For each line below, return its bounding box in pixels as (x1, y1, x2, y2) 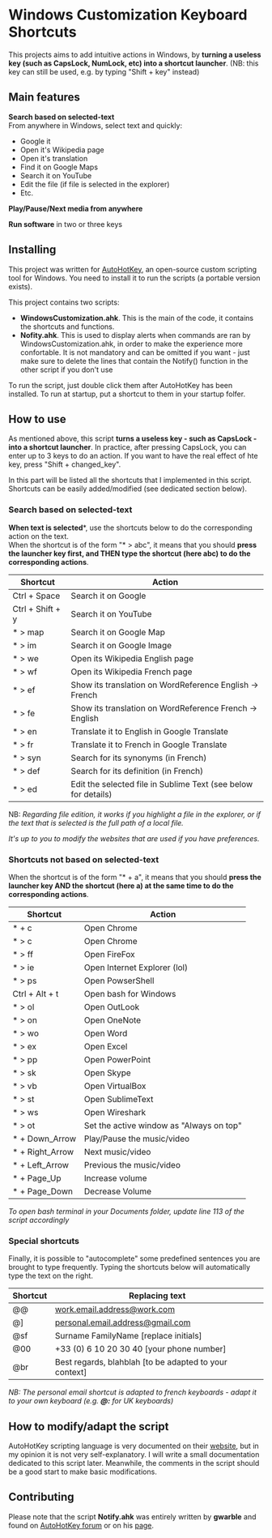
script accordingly (8, 1215, 70, 1224)
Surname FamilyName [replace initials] (55, 1331, 202, 1342)
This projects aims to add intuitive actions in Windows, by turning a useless (8, 49, 261, 59)
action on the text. (8, 531, 69, 540)
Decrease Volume (83, 1186, 152, 1197)
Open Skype (83, 1067, 131, 1079)
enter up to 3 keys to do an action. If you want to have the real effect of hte (8, 451, 258, 461)
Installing (8, 243, 57, 257)
